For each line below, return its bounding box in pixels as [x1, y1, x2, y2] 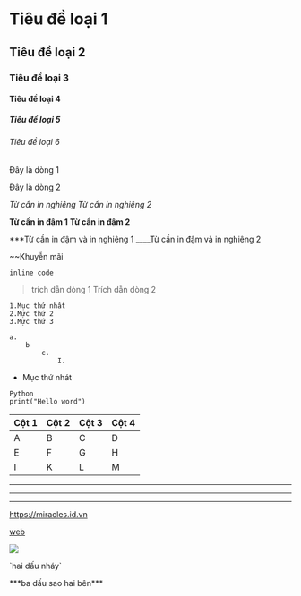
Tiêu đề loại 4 [9, 94, 61, 105]
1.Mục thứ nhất [9, 301, 66, 311]
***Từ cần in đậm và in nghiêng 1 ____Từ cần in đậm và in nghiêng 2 [9, 234, 262, 244]
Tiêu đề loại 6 [9, 137, 60, 148]
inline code [9, 268, 54, 277]
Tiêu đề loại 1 [9, 9, 108, 30]
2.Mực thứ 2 [9, 309, 54, 318]
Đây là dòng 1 [9, 164, 60, 175]
